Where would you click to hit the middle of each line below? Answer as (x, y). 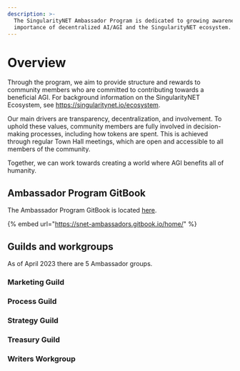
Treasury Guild (34, 340)
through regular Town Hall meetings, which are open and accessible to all (115, 142)
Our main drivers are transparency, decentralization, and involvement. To (115, 119)
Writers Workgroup (42, 359)
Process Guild (32, 301)
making (19, 134)
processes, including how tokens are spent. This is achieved (119, 134)
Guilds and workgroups (60, 247)
